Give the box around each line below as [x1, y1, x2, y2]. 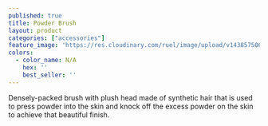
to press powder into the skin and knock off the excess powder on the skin [8, 101, 254, 111]
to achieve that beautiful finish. [8, 109, 110, 120]
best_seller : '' [22, 71, 77, 79]
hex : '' [22, 64, 48, 72]
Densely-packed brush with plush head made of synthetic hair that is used [8, 93, 253, 102]
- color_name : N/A [15, 57, 77, 65]
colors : [8, 49, 34, 57]
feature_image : [8, 41, 59, 49]
